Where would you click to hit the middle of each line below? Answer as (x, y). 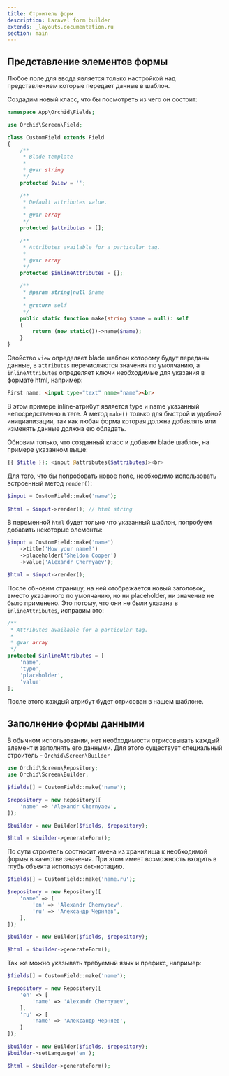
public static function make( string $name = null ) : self (104, 318)
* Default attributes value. (65, 202)
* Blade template (48, 157)
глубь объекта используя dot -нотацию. (66, 866)
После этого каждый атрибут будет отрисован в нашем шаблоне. (105, 702)
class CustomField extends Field (56, 137)
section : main (28, 33)
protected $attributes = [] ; (62, 228)
